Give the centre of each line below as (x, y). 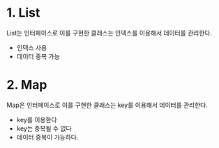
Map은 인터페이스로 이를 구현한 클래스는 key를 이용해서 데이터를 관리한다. (107, 105)
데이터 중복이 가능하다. (47, 137)
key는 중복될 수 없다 (44, 128)
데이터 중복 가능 (38, 56)
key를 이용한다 (37, 120)
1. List (23, 13)
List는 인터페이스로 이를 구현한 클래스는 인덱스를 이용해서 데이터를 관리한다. (109, 33)
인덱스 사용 (32, 47)
